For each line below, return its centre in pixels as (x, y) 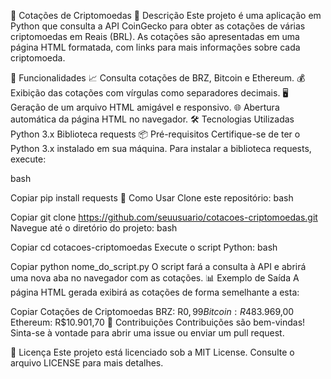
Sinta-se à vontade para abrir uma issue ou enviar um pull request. (147, 333)
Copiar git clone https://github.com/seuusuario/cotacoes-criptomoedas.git (164, 217)
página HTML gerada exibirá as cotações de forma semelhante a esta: (155, 292)
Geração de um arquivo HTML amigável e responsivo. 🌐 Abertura (145, 107)
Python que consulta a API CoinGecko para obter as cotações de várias (158, 26)
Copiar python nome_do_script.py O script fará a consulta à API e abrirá (158, 266)
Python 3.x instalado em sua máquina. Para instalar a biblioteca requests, (161, 148)
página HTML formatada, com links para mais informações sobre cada (155, 47)
